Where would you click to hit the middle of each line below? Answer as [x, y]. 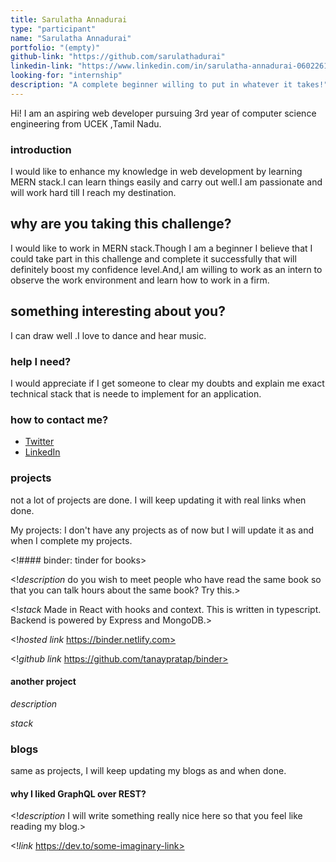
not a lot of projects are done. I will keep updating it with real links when [158, 500]
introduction [41, 149]
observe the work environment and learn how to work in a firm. [140, 280]
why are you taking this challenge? [121, 224]
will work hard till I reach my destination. [93, 193]
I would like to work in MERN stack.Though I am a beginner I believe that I [161, 248]
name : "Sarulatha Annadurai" [71, 38]
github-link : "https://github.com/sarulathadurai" [118, 57]
